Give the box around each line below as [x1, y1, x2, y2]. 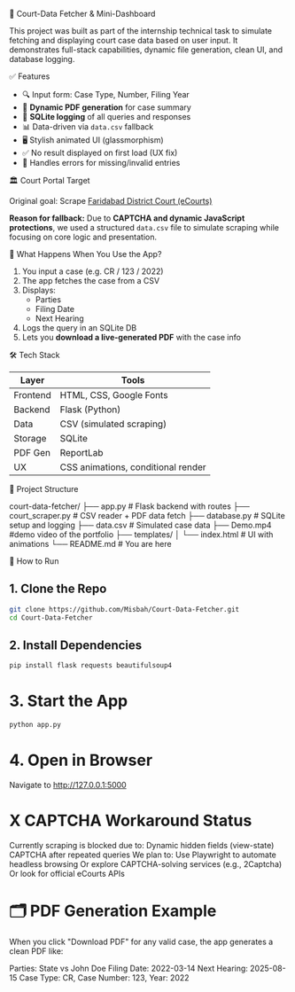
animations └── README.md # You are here [9, 539, 172, 549]
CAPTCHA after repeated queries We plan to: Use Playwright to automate [9, 849, 277, 860]
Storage [13, 433, 47, 444]
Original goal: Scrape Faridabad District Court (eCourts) [9, 196, 213, 206]
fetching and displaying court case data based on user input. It [9, 35, 238, 45]
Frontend [13, 389, 51, 401]
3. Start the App [9, 691, 128, 711]
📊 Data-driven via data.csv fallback [21, 121, 154, 132]
